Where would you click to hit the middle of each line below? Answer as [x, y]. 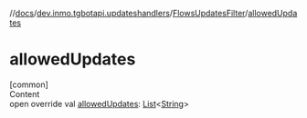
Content [25, 93]
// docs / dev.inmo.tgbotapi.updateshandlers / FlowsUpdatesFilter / [129, 13]
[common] [29, 84]
